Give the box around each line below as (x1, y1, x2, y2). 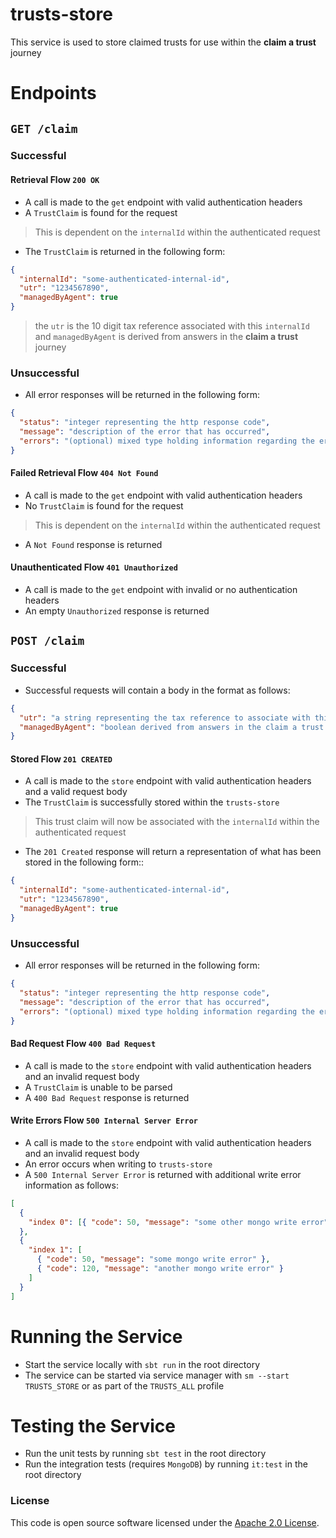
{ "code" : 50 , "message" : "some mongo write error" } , (36, 1254, 271, 1265)
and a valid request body (24, 786, 128, 798)
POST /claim (10, 634, 85, 648)
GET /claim (10, 121, 78, 136)
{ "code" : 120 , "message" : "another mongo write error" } (36, 1264, 284, 1274)
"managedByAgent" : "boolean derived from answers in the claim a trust (19, 722, 325, 732)
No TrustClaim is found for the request (24, 499, 184, 512)
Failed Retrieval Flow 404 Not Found (10, 467, 159, 479)
